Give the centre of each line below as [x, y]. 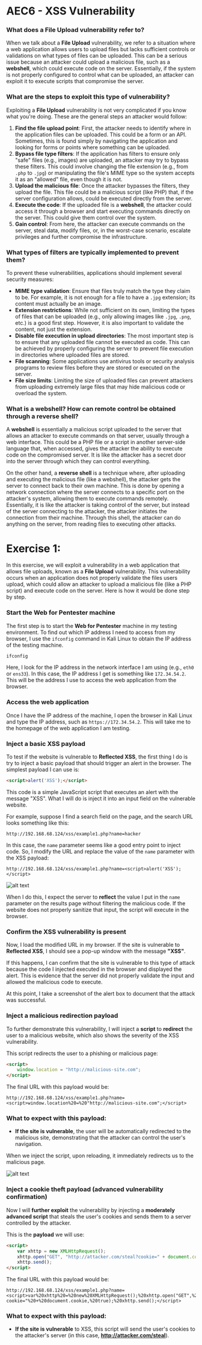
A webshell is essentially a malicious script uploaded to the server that [94, 429]
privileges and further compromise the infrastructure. [81, 236]
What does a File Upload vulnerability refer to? [75, 30]
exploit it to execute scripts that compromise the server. [75, 81]
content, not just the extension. [53, 330]
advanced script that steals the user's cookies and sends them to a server [99, 1216]
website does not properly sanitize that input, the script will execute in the [98, 909]
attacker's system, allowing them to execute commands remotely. [87, 499]
